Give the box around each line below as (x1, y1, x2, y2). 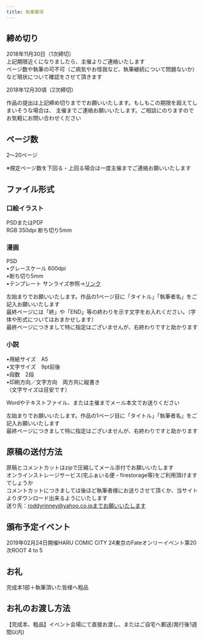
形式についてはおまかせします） (16, 316, 97, 324)
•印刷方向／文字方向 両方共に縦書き (6, 378, 100, 385)
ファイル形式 (6, 184, 55, 194)
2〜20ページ (6, 151, 38, 159)
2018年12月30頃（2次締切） (6, 86, 77, 93)
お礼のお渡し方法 (6, 603, 71, 614)
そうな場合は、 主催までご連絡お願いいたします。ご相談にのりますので (16, 107, 194, 114)
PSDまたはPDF (6, 219, 44, 226)
